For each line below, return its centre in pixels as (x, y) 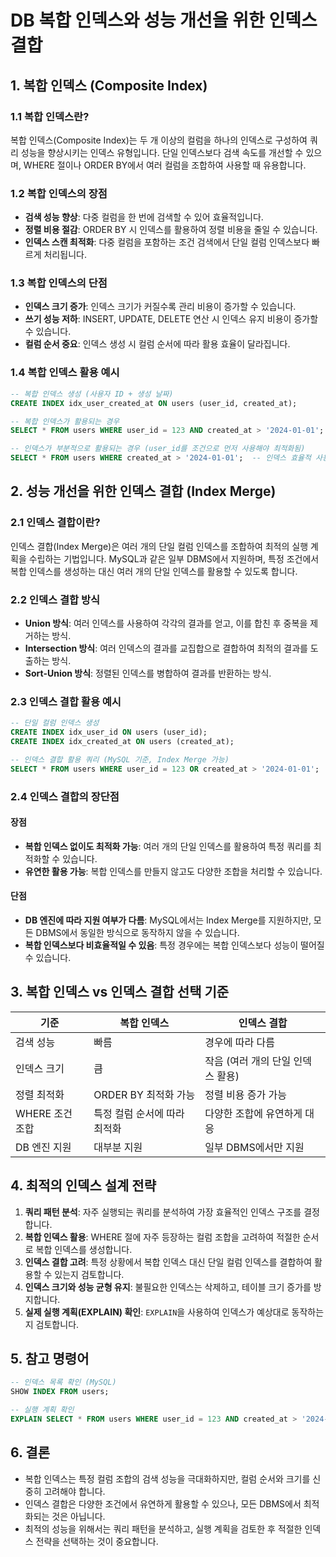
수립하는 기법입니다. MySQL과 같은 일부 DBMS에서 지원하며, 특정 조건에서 (174, 558)
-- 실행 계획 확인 (42, 1410)
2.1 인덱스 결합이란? (55, 523)
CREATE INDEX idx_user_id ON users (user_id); (109, 732)
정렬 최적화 (40, 1094)
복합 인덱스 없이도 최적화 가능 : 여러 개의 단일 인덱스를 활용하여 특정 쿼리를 (168, 846)
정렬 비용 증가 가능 (245, 1094)
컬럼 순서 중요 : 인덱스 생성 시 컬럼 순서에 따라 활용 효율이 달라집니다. (157, 344)
